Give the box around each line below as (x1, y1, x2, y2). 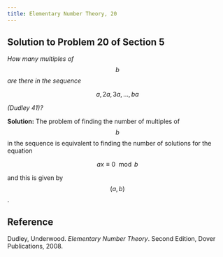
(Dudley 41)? (7, 104, 43, 112)
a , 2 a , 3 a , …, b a (96, 90, 139, 99)
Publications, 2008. (7, 242, 64, 251)
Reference (7, 216, 54, 228)
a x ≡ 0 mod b (96, 160, 138, 169)
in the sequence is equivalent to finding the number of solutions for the (7, 139, 212, 148)
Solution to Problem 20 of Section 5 (7, 36, 165, 48)
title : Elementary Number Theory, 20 (7, 10, 117, 18)
